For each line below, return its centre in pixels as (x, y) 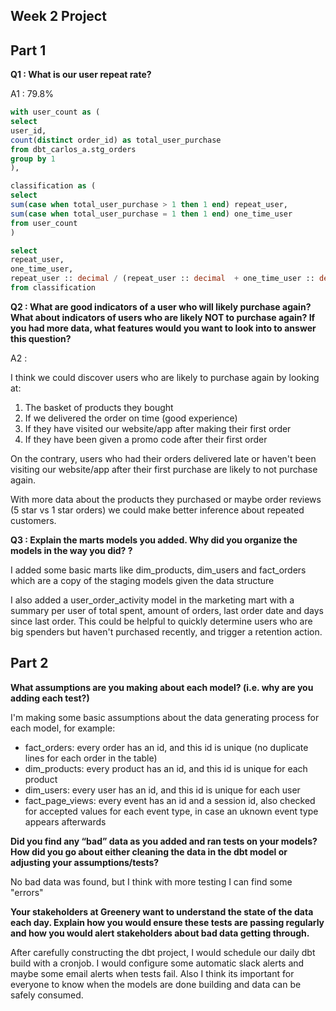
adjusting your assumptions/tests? (85, 862)
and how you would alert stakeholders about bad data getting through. (160, 933)
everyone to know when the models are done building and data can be (156, 984)
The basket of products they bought (99, 407)
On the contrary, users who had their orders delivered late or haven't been (163, 458)
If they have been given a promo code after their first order (146, 439)
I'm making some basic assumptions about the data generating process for (165, 717)
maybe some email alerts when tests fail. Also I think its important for (152, 973)
